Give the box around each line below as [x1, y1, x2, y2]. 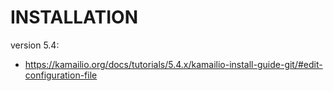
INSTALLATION [10, 6, 138, 29]
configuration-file [24, 69, 98, 81]
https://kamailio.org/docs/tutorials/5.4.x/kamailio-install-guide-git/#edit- [24, 58, 323, 70]
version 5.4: [10, 39, 60, 51]
